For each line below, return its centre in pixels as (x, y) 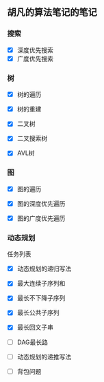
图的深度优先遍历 (41, 203)
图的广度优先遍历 (41, 218)
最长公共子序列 (38, 312)
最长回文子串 (35, 327)
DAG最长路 (32, 342)
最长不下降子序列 (41, 298)
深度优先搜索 (35, 50)
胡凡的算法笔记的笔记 (52, 12)
